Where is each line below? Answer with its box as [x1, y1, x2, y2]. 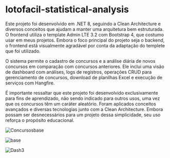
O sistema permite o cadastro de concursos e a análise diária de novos [5, 58, 156, 64]
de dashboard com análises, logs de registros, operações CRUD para [5, 68, 152, 75]
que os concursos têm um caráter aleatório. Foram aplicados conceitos [5, 100, 157, 107]
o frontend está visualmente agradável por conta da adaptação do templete [5, 42, 165, 48]
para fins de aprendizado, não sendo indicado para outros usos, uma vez [5, 95, 160, 101]
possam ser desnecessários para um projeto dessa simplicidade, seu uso [5, 112, 161, 118]
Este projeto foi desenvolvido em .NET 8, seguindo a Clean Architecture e [5, 21, 161, 27]
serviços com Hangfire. [5, 80, 55, 86]
